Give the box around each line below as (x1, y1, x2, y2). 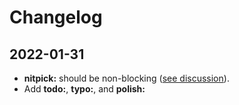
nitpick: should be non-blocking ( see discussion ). (23, 72, 230, 84)
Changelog (9, 6, 103, 29)
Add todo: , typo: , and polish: (23, 83, 146, 95)
